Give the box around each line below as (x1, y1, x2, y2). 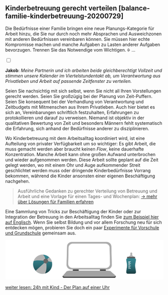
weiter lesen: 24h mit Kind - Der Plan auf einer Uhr (5, 284, 110, 290)
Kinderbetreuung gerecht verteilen (5, 4, 117, 13)
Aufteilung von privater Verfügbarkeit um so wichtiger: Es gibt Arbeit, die (5, 140, 156, 146)
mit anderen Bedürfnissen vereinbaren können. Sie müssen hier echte (5, 36, 150, 42)
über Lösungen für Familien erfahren (17, 199, 94, 205)
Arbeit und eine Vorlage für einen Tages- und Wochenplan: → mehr (17, 193, 157, 199)
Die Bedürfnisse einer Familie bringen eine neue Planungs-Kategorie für (5, 25, 154, 31)
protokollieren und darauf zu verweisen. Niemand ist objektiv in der (5, 115, 144, 121)
